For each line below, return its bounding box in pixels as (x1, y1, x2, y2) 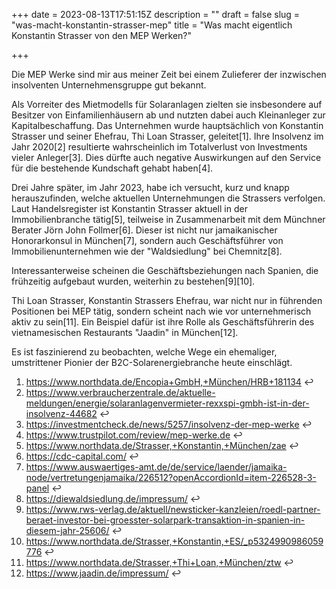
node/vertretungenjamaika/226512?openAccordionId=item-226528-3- (25, 472, 317, 483)
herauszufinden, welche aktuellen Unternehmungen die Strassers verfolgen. (11, 192, 326, 204)
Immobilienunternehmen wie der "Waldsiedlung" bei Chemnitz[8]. (11, 245, 283, 257)
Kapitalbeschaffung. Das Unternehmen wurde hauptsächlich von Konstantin (11, 120, 324, 131)
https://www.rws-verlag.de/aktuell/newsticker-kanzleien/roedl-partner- (25, 504, 321, 515)
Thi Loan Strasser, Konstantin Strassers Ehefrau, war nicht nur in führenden (11, 295, 323, 306)
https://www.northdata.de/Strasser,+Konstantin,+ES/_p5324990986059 (25, 535, 324, 547)
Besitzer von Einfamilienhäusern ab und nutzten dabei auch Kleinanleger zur (11, 109, 326, 121)
